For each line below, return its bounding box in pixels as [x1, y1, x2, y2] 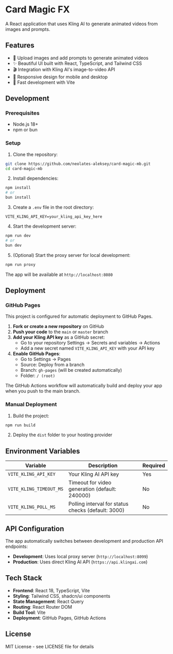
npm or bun [12, 127, 38, 133]
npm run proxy [5, 262, 36, 267]
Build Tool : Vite [12, 609, 46, 615]
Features [5, 41, 34, 50]
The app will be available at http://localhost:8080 [5, 271, 113, 278]
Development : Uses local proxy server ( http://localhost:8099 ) [12, 554, 148, 560]
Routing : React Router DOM [12, 604, 72, 610]
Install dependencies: [12, 175, 59, 181]
